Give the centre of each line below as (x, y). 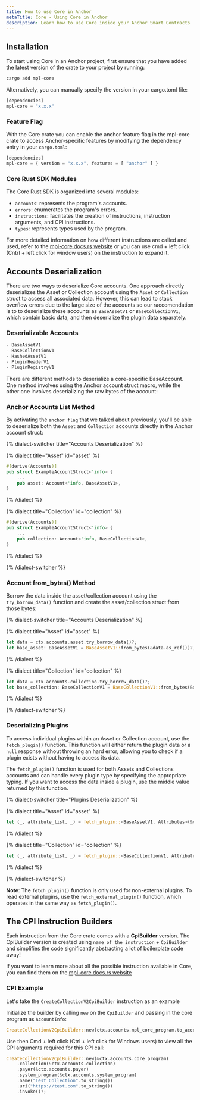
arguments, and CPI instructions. (55, 222)
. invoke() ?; (32, 1092)
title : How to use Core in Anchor (49, 12)
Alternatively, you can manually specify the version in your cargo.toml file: (97, 90)
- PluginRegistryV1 (30, 367)
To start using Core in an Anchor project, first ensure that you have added (97, 61)
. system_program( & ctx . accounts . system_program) (77, 1075)
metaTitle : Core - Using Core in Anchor (57, 17)
